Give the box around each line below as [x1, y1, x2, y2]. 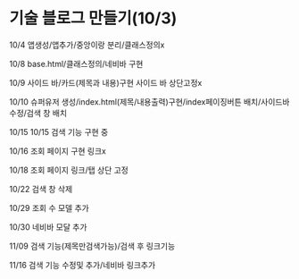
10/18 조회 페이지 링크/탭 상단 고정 [9, 165, 129, 175]
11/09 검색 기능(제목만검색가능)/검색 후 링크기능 [9, 241, 176, 251]
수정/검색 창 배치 [9, 107, 68, 118]
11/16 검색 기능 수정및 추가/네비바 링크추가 [9, 259, 156, 270]
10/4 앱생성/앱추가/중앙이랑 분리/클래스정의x [9, 39, 165, 50]
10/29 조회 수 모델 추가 [9, 202, 89, 213]
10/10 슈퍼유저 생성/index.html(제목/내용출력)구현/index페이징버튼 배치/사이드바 [9, 96, 290, 107]
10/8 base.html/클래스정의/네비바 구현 [9, 58, 144, 69]
